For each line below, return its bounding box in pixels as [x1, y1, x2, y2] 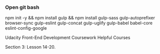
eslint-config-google [5, 25, 47, 31]
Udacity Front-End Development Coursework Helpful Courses [5, 35, 130, 40]
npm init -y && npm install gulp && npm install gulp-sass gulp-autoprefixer [5, 15, 155, 21]
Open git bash [5, 4, 39, 11]
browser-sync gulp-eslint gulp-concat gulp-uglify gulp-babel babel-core [5, 20, 153, 26]
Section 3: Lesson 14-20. [5, 44, 56, 50]
